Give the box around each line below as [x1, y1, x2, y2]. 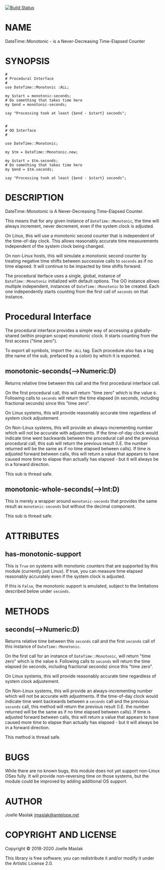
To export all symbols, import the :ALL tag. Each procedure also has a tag [5, 347, 154, 353]
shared [5, 332, 20, 338]
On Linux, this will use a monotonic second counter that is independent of [5, 233, 155, 238]
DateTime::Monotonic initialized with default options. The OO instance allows [5, 278, 160, 284]
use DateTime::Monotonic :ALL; [5, 84, 69, 90]
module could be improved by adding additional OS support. [5, 778, 128, 785]
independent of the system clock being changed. [5, 243, 105, 249]
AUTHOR [5, 795, 43, 807]
